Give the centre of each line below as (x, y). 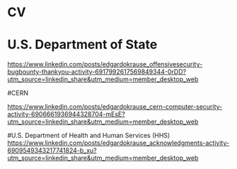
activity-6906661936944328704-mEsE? (66, 115)
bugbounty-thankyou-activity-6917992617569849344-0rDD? (97, 72)
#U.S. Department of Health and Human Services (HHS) (89, 136)
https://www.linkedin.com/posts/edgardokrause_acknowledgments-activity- (118, 143)
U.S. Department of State (82, 45)
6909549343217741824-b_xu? (52, 151)
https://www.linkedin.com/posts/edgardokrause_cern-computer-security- (115, 107)
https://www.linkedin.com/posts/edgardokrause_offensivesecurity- (105, 64)
